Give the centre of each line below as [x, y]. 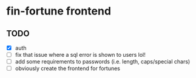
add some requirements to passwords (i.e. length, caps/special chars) [103, 62]
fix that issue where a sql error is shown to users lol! [80, 55]
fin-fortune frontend [59, 11]
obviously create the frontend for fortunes [67, 68]
